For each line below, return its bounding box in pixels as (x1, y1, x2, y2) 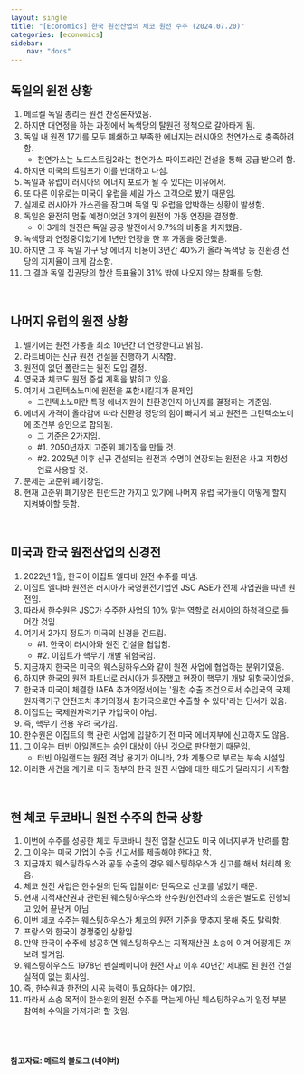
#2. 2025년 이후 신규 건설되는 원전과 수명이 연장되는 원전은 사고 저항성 (36, 452, 289, 463)
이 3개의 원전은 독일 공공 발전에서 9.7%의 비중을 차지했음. (36, 221, 242, 232)
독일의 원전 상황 (10, 82, 93, 98)
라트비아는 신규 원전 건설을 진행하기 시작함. (23, 351, 176, 362)
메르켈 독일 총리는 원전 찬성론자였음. (23, 108, 152, 119)
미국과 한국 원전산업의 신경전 (10, 545, 162, 560)
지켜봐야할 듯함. (23, 498, 80, 508)
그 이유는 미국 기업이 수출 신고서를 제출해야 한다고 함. (23, 847, 212, 857)
